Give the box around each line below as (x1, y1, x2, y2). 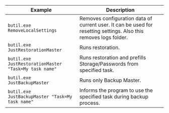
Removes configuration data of (79, 15, 152, 22)
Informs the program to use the (79, 87, 153, 94)
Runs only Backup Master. (79, 77, 141, 84)
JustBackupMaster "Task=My (8, 94, 72, 99)
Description (106, 7, 135, 13)
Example (30, 7, 52, 13)
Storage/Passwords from (79, 61, 139, 67)
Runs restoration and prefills (79, 54, 146, 61)
